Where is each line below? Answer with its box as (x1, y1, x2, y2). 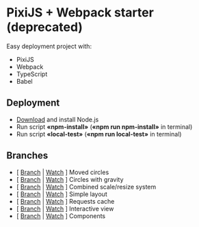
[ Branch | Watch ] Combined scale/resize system (16, 182, 157, 191)
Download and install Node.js (16, 115, 99, 123)
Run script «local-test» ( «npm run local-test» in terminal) (16, 130, 182, 138)
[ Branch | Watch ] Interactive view (16, 204, 114, 213)
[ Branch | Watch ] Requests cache (16, 197, 115, 205)
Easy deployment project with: (6, 42, 92, 50)
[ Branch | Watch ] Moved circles (16, 168, 109, 176)
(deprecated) (6, 19, 83, 35)
